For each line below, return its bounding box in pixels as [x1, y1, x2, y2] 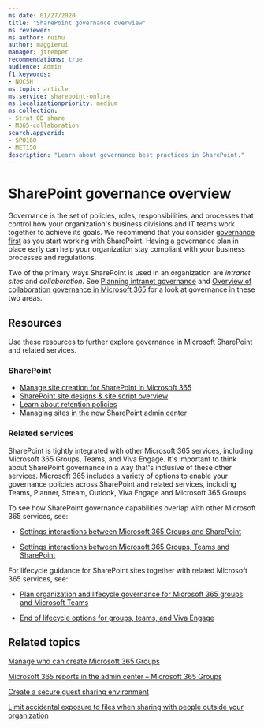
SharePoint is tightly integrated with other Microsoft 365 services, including [8, 446, 254, 455]
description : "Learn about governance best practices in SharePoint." [8, 151, 245, 159]
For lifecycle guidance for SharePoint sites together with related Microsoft [8, 566, 248, 575]
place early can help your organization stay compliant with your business [8, 245, 246, 254]
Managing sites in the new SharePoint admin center [19, 408, 188, 418]
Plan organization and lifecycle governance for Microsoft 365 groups [19, 589, 244, 599]
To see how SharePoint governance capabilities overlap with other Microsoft [8, 502, 256, 513]
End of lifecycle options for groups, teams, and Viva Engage [19, 613, 214, 622]
